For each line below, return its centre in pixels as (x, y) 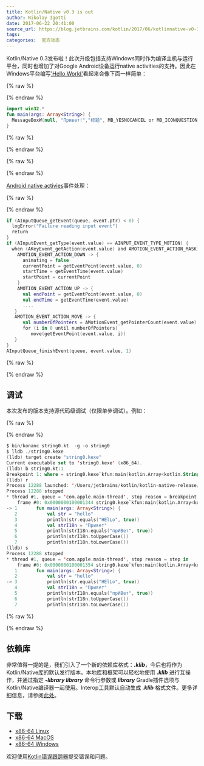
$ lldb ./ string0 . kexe (35, 452)
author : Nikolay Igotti (36, 18)
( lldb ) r (17, 480)
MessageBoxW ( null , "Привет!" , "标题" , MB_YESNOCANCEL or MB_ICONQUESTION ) (106, 120)
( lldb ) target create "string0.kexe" (54, 458)
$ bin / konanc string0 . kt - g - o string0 (58, 446)
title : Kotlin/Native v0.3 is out (50, 12)
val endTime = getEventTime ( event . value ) (76, 300)
